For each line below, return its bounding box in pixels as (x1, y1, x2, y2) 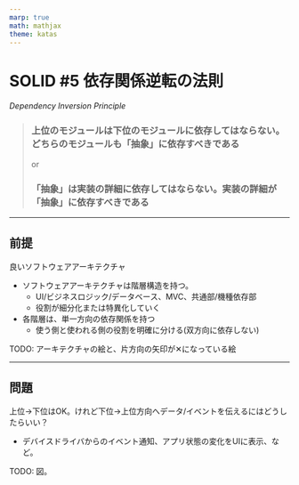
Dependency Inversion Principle (9, 101, 126, 111)
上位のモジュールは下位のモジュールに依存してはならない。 (30, 125, 285, 137)
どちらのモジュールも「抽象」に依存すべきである (30, 138, 240, 150)
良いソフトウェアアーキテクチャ (9, 261, 126, 271)
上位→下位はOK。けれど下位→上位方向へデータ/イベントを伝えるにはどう (9, 406, 280, 416)
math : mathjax (9, 21, 62, 30)
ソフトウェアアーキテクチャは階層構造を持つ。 (21, 279, 194, 290)
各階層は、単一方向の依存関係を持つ (21, 313, 156, 324)
